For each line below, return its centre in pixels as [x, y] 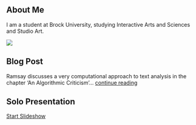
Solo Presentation [41, 102]
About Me [25, 10]
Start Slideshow [26, 116]
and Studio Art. [25, 31]
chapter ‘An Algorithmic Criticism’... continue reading [72, 83]
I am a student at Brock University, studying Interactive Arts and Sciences [98, 24]
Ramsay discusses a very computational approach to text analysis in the [96, 76]
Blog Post [25, 62]
